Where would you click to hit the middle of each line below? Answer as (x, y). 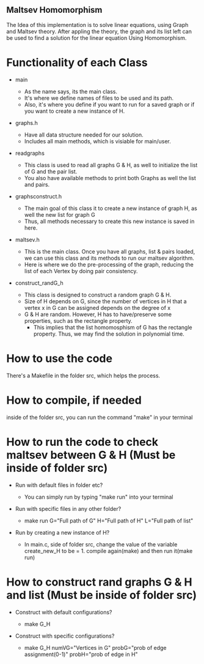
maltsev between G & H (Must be (91, 455)
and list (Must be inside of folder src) (102, 595)
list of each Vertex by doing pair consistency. (81, 271)
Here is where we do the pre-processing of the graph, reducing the (109, 264)
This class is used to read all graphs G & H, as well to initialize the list (111, 165)
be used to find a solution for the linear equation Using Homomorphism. (97, 38)
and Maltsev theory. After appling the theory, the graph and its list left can (99, 31)
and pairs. (37, 184)
